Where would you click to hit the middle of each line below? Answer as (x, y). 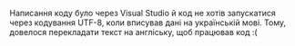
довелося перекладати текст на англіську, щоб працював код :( (133, 32)
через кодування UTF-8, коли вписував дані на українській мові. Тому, (148, 23)
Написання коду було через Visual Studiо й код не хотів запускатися (142, 13)
